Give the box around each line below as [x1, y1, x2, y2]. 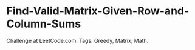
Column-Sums [6, 17, 81, 31]
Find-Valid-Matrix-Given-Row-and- [6, 4, 190, 18]
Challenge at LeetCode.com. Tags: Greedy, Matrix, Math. [6, 37, 149, 44]
